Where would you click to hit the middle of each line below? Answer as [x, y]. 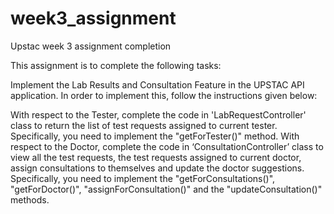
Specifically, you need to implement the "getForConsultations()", [143, 178]
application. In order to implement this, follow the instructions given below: [164, 95]
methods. [30, 199]
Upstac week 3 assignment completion [91, 46]
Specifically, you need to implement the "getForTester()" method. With [155, 136]
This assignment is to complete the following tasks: [116, 65]
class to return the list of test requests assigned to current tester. [144, 125]
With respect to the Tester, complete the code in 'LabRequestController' [158, 114]
